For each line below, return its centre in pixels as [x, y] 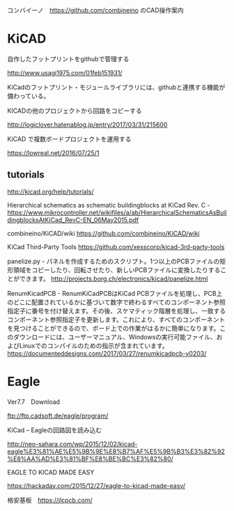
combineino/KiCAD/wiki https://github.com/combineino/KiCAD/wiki [103, 233]
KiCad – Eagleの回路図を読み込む [55, 430]
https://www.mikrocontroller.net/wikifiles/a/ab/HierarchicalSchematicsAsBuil [117, 212]
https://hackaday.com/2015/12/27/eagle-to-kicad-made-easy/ [96, 485]
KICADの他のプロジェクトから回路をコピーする [75, 111]
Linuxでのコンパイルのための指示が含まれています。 [94, 345]
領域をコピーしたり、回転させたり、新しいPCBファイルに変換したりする [117, 269]
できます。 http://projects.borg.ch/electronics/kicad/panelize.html [114, 278]
